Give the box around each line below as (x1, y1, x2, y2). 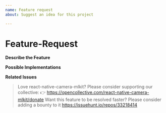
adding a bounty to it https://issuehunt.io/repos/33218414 (17, 102, 138, 108)
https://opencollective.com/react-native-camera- (46, 89, 149, 95)
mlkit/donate (17, 96, 44, 103)
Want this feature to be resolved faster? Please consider (44, 96, 161, 103)
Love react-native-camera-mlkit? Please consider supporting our (17, 84, 153, 90)
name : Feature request (5, 7, 53, 13)
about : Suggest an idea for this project (5, 12, 94, 17)
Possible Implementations (5, 64, 62, 70)
